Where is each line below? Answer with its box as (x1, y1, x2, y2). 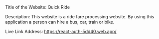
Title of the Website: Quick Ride (5, 4, 70, 10)
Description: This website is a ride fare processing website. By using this (5, 14, 155, 19)
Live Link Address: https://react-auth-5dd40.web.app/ (5, 29, 117, 34)
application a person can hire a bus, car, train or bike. (5, 19, 115, 25)
